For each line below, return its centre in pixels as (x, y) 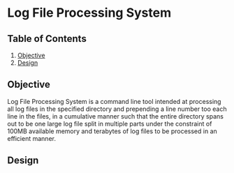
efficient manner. (31, 138)
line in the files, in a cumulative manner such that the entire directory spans (115, 116)
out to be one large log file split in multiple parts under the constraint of (110, 123)
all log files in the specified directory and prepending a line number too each (117, 109)
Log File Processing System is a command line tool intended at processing (114, 101)
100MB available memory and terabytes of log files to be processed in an (112, 131)
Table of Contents (47, 39)
